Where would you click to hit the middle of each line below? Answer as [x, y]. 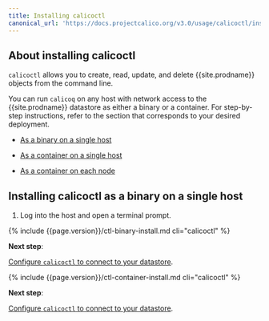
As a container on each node [68, 171]
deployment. [29, 124]
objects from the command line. [61, 83]
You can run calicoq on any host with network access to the [108, 99]
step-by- [238, 107]
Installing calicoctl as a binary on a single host [126, 196]
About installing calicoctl [72, 56]
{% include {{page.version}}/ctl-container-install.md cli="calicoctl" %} [124, 278]
